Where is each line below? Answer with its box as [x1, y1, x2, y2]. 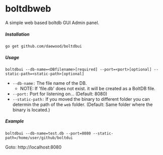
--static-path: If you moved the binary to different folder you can [12, 96, 150, 102]
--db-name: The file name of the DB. [12, 80, 87, 86]
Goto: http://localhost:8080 [5, 144, 62, 150]
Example [5, 118, 24, 124]
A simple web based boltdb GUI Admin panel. [5, 20, 100, 26]
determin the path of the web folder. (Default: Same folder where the [12, 101, 153, 107]
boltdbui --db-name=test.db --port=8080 [5, 131, 92, 136]
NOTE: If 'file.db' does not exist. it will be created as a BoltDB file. [20, 85, 156, 91]
